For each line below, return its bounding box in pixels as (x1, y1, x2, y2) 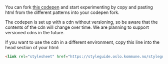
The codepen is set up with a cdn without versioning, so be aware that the (5, 19, 158, 25)
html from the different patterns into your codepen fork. (5, 9, 119, 15)
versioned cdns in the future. (5, 30, 65, 35)
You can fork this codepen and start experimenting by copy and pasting (5, 4, 153, 10)
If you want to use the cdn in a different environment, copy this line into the (5, 39, 160, 45)
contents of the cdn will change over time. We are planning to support (5, 24, 149, 30)
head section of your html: (5, 45, 59, 50)
